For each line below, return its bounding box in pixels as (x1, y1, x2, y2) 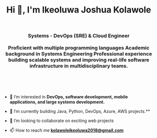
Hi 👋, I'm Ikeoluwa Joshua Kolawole (6, 4, 151, 15)
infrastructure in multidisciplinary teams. (29, 62, 128, 69)
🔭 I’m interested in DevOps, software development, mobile (9, 94, 128, 100)
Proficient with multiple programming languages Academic (8, 44, 150, 51)
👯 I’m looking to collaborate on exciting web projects (9, 118, 114, 124)
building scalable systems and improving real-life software (8, 56, 150, 63)
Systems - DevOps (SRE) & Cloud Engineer (28, 32, 130, 39)
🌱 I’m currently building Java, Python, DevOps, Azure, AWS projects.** (9, 109, 150, 114)
